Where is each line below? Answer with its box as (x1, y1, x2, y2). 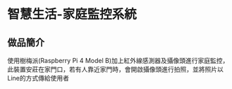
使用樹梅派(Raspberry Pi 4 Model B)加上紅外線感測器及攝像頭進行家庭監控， (7, 57, 229, 64)
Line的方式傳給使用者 (7, 74, 69, 82)
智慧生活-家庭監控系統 (7, 6, 138, 22)
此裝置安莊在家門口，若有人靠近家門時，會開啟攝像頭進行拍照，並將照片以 (7, 65, 224, 74)
